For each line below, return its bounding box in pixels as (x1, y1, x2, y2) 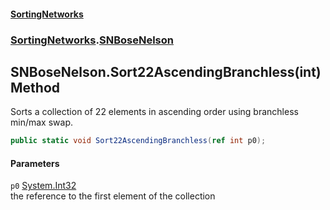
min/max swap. (10, 116, 73, 129)
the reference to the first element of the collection (10, 190, 216, 202)
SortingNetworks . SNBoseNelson (10, 33, 174, 47)
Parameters (10, 157, 60, 169)
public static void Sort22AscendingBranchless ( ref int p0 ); (10, 136, 267, 146)
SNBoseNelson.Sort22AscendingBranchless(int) (10, 63, 322, 80)
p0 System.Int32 (10, 180, 77, 192)
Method (10, 79, 61, 96)
